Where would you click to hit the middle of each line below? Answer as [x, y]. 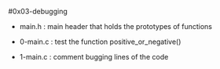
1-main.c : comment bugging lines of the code [94, 57]
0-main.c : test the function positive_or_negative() [100, 42]
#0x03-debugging [38, 11]
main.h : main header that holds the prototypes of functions [115, 26]
